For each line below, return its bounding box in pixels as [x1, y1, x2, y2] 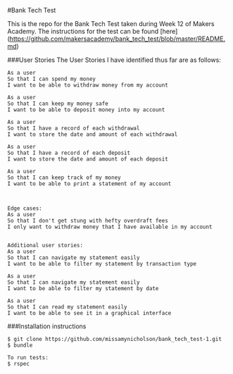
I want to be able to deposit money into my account [7, 106, 165, 113]
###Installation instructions [7, 322, 87, 330]
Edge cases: [7, 205, 42, 212]
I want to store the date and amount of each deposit [7, 156, 169, 163]
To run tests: [7, 354, 49, 361]
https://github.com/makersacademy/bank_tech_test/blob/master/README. [9, 35, 226, 43]
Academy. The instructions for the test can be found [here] [7, 27, 178, 35]
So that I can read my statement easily [7, 304, 128, 311]
